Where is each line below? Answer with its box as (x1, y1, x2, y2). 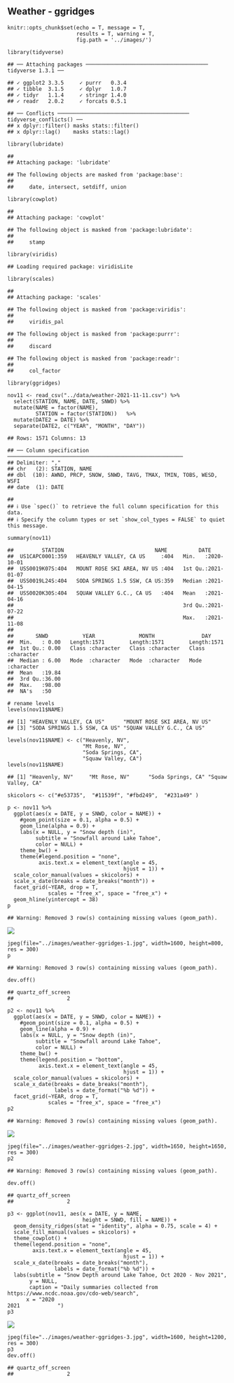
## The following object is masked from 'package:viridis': (7, 306, 187, 313)
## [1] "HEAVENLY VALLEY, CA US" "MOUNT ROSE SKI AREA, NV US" (7, 718, 212, 725)
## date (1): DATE (7, 483, 64, 491)
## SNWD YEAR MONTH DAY (7, 632, 212, 639)
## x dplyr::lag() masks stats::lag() (7, 128, 130, 135)
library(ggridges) (7, 380, 61, 387)
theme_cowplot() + (13, 1235, 68, 1242)
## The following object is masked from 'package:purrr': (7, 331, 180, 338)
